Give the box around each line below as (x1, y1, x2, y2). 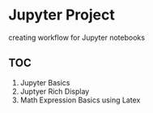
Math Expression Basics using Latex (19, 95, 141, 105)
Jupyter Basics (19, 77, 70, 87)
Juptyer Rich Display (19, 86, 90, 96)
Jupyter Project (8, 6, 115, 24)
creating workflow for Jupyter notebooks (8, 33, 146, 42)
